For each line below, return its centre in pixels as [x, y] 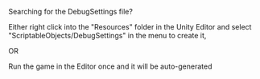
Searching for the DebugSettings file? [70, 12]
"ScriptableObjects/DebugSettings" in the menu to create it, [107, 36]
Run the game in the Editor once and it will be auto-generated [110, 66]
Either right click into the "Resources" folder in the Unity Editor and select [130, 27]
